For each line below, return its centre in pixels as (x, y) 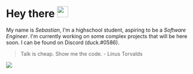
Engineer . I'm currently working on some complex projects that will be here (97, 36)
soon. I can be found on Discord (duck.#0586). (63, 42)
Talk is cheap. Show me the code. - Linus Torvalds (81, 53)
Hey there (31, 14)
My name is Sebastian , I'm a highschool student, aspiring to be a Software (96, 30)
